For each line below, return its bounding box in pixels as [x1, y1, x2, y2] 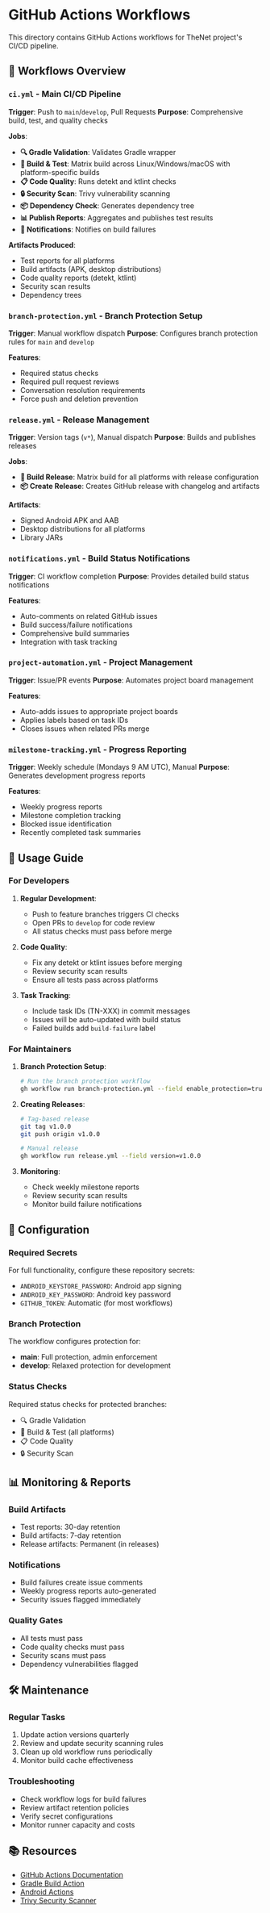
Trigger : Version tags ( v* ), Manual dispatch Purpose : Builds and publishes [8, 432, 256, 442]
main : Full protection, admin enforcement [19, 1352, 158, 1362]
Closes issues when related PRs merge [19, 724, 150, 733]
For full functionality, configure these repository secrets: [8, 1265, 196, 1275]
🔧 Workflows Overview [8, 65, 127, 78]
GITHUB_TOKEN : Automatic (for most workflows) [19, 1297, 173, 1308]
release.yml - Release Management [8, 414, 150, 425]
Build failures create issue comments [19, 1577, 143, 1587]
